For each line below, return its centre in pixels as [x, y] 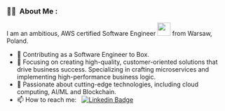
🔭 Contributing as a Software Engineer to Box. [83, 55]
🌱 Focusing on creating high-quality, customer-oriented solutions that [117, 62]
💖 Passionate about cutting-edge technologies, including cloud [108, 84]
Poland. [18, 41]
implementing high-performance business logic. [86, 77]
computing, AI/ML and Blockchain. [66, 92]
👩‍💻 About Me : [32, 11]
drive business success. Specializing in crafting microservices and [113, 70]
